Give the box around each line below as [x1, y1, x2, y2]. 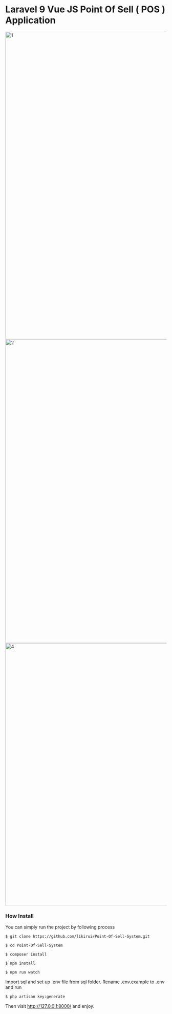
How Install [5, 912, 34, 919]
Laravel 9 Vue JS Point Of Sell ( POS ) [5, 4, 165, 15]
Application [5, 14, 56, 26]
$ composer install [5, 952, 47, 957]
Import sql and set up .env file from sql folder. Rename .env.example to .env [5, 979, 165, 985]
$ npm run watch [5, 970, 40, 975]
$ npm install [5, 961, 36, 966]
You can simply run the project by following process [5, 924, 115, 930]
